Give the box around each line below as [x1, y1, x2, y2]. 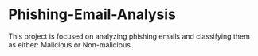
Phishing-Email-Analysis [8, 6, 177, 24]
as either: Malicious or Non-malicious [8, 39, 131, 49]
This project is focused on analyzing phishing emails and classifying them [8, 32, 251, 41]
